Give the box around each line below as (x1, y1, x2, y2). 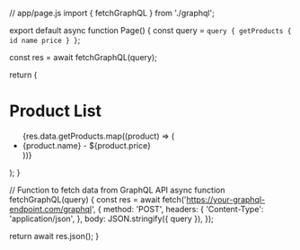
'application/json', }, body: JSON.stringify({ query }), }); (9, 213, 214, 224)
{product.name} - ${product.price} (22, 139, 151, 151)
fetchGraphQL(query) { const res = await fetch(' (9, 193, 187, 205)
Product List (9, 101, 101, 121)
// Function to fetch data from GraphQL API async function (9, 184, 225, 195)
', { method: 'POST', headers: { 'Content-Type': (91, 203, 264, 214)
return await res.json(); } (9, 230, 100, 241)
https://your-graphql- (186, 193, 266, 205)
